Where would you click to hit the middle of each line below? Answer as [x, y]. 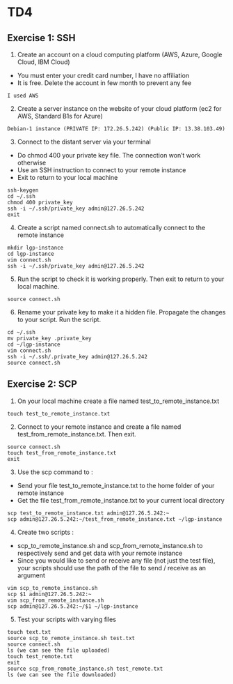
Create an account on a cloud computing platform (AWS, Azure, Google [120, 54]
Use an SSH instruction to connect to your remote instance [102, 170]
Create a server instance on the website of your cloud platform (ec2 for [119, 108]
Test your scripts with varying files [67, 619]
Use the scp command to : [55, 472]
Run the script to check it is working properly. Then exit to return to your [121, 279]
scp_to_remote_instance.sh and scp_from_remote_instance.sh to [110, 545]
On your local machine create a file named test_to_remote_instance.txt [118, 401]
